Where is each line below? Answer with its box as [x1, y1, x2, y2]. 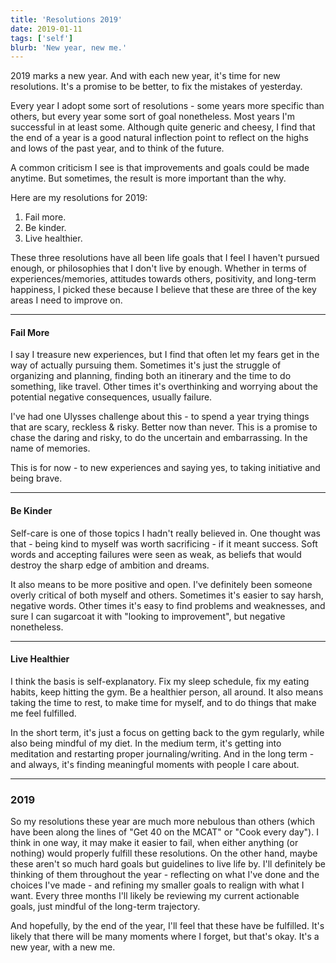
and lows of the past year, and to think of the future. [10, 142, 225, 155]
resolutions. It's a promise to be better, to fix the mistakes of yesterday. [10, 81, 303, 93]
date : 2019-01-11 [10, 24, 83, 34]
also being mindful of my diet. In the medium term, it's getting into [10, 737, 282, 749]
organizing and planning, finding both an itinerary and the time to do [10, 370, 292, 382]
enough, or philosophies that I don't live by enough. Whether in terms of [10, 262, 307, 275]
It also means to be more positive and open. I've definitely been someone [10, 578, 313, 590]
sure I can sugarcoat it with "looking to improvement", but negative [10, 610, 286, 622]
